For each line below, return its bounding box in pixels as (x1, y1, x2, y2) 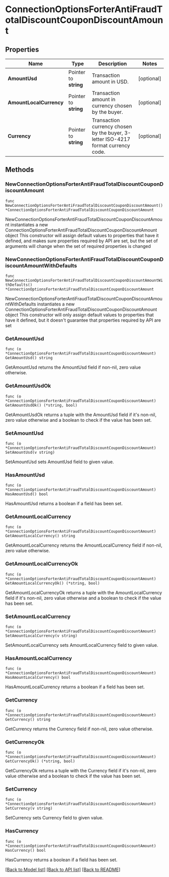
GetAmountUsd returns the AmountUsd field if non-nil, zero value (5, 364, 141, 370)
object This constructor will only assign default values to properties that (5, 312, 154, 318)
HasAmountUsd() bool (5, 492, 49, 497)
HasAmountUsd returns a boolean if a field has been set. (5, 501, 123, 507)
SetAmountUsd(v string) (5, 450, 55, 455)
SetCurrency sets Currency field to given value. (5, 815, 104, 821)
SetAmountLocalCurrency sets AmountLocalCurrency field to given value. (5, 642, 158, 648)
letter (92, 136, 105, 143)
